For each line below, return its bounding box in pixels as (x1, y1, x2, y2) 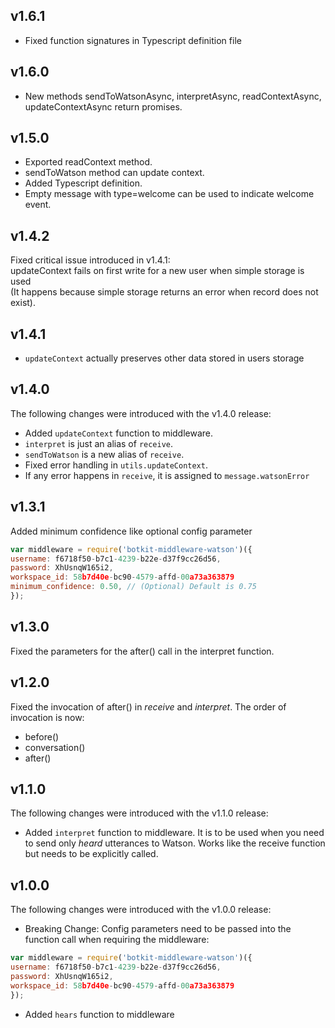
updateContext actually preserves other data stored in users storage (24, 352, 305, 364)
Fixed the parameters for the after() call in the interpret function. (10, 645, 275, 657)
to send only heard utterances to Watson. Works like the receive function (24, 837, 326, 849)
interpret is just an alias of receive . (24, 437, 174, 449)
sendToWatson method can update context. (24, 167, 205, 179)
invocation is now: (10, 711, 85, 723)
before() (24, 730, 60, 743)
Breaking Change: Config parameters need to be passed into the (24, 923, 292, 935)
